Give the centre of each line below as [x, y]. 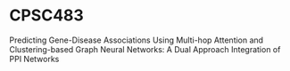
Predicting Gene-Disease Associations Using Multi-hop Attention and [137, 40]
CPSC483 [47, 16]
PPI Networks [34, 59]
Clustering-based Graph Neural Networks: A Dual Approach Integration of [145, 49]
